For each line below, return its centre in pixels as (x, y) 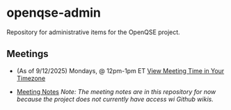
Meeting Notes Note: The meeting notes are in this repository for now (116, 91)
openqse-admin (54, 13)
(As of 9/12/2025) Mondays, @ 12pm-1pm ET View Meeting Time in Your (120, 70)
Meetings (28, 54)
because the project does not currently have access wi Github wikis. (115, 99)
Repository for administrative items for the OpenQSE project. (93, 32)
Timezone (31, 78)
